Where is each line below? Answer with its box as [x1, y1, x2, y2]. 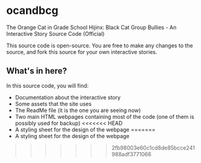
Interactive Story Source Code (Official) [6, 30, 105, 37]
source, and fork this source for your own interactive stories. [6, 48, 157, 55]
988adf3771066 [111, 150, 151, 158]
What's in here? [6, 66, 68, 76]
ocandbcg [6, 4, 59, 18]
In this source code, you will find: [6, 82, 89, 89]
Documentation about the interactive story [15, 93, 121, 101]
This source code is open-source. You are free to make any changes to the [6, 42, 193, 49]
